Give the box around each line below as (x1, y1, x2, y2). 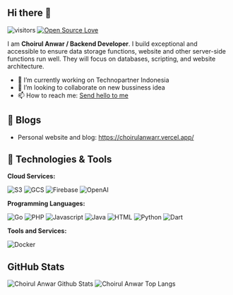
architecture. (7, 61, 44, 71)
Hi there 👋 (7, 7, 52, 19)
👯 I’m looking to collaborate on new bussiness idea (17, 83, 166, 92)
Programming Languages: (7, 199, 85, 208)
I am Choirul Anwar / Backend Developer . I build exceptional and (7, 40, 198, 48)
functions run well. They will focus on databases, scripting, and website (7, 54, 216, 63)
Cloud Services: (7, 172, 56, 181)
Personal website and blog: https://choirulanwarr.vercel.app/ (17, 133, 194, 141)
